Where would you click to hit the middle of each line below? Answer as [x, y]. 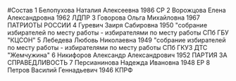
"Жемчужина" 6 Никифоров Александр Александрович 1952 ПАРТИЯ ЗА [117, 55]
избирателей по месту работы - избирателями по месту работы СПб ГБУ [118, 32]
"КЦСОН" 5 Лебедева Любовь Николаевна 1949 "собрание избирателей [117, 40]
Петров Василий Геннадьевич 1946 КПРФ [70, 70]
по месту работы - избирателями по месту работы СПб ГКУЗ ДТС [107, 48]
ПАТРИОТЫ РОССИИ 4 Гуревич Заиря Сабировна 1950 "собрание [107, 25]
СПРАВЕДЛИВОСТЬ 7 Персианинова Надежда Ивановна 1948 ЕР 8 [108, 62]
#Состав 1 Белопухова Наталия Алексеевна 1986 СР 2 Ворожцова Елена [117, 10]
